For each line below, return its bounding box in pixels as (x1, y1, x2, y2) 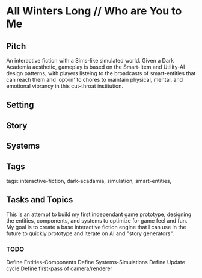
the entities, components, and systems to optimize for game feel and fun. (6, 217, 188, 224)
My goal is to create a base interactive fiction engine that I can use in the (6, 223, 186, 230)
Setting (6, 100, 34, 110)
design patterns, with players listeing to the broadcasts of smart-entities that (6, 70, 196, 76)
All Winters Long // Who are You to (6, 4, 182, 18)
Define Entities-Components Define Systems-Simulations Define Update (6, 259, 185, 266)
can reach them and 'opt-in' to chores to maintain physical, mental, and (6, 76, 183, 83)
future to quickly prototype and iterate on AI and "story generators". (6, 230, 174, 237)
